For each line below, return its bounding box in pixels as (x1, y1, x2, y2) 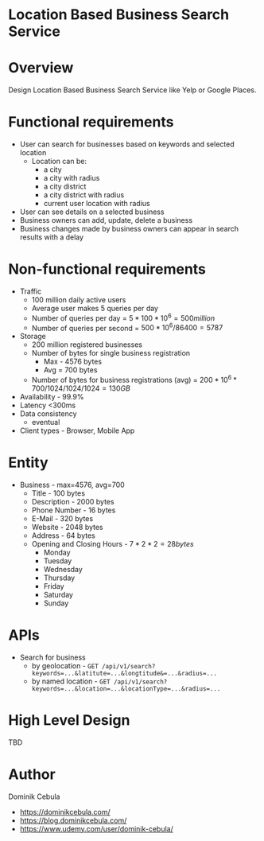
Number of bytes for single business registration (31, 348, 191, 358)
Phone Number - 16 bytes (31, 505, 116, 515)
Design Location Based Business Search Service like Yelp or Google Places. (8, 85, 257, 95)
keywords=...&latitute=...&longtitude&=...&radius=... (31, 669, 217, 677)
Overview (8, 59, 74, 77)
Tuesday (43, 555, 72, 566)
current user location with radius (43, 199, 150, 208)
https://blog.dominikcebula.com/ (19, 816, 127, 825)
